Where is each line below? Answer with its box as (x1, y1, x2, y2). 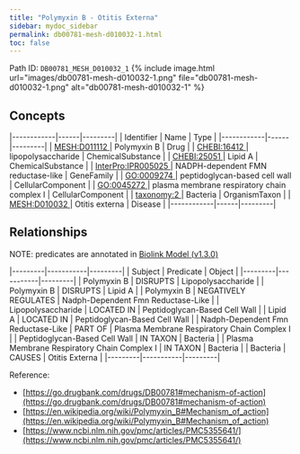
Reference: (9, 369, 50, 380)
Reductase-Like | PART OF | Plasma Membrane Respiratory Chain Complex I (9, 323, 292, 334)
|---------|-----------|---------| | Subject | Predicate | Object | (9, 266, 239, 277)
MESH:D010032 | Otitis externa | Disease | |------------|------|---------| (9, 199, 277, 209)
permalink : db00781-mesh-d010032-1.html (9, 30, 163, 39)
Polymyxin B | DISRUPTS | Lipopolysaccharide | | (83, 275, 265, 286)
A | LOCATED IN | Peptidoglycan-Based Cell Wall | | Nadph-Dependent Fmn (9, 314, 289, 325)
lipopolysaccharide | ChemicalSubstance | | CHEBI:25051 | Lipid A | (9, 151, 259, 162)
